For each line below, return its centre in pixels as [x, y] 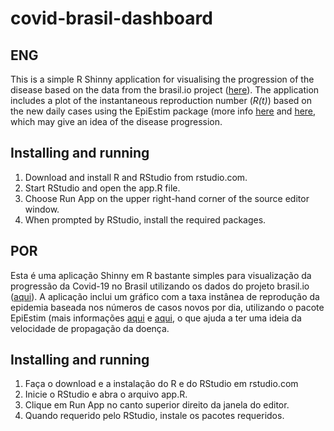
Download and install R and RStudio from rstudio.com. [136, 177]
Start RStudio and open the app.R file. [102, 188]
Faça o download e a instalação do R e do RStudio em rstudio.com [161, 384]
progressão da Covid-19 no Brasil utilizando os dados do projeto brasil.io [160, 286]
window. [42, 209]
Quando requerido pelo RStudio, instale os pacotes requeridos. [154, 416]
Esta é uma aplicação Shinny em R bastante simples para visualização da [161, 275]
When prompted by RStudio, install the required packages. [145, 219]
